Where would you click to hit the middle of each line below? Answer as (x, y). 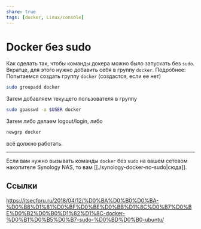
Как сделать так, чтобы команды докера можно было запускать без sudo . (100, 64)
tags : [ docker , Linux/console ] (45, 17)
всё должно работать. (34, 144)
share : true (21, 12)
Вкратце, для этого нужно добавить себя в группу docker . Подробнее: (96, 70)
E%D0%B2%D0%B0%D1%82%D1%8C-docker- (66, 213)
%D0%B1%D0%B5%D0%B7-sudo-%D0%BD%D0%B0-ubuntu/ (85, 219)
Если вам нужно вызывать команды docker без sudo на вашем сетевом (97, 161)
